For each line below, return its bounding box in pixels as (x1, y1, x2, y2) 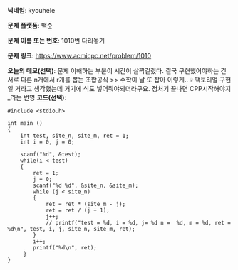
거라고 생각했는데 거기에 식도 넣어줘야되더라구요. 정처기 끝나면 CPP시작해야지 (14, 85, 232, 92)
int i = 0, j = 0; (20, 139, 75, 146)
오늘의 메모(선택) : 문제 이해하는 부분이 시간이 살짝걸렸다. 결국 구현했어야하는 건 (7, 67, 227, 75)
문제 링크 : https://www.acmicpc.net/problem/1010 (7, 52, 152, 60)
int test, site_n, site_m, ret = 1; (20, 132, 130, 139)
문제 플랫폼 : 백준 (7, 21, 53, 30)
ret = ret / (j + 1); (45, 207, 110, 214)
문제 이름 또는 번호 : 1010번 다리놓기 (7, 36, 105, 45)
